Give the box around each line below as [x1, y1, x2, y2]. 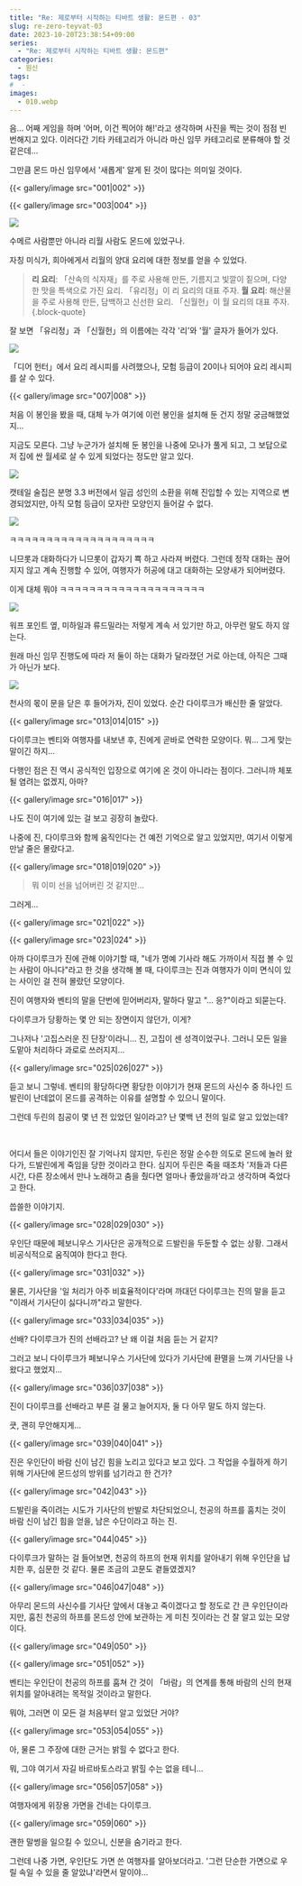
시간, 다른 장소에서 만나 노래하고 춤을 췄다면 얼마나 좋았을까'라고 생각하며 [9, 1171, 267, 1182]
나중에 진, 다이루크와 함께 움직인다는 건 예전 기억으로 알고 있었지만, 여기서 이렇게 [9, 832, 293, 843]
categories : [9, 55, 54, 64]
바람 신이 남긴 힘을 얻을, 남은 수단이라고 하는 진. [9, 1516, 178, 1527]
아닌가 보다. [18, 662, 60, 673]
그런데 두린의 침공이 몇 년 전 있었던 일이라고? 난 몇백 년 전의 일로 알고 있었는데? [9, 1111, 288, 1123]
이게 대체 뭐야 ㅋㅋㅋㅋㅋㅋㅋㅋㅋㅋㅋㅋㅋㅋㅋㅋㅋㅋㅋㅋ [9, 584, 206, 595]
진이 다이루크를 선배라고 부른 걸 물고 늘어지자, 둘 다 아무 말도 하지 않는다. [9, 1401, 266, 1412]
